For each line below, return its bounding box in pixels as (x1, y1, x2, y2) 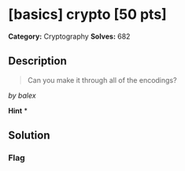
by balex (8, 91, 37, 100)
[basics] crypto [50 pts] (8, 6, 167, 24)
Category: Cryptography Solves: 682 (8, 32, 131, 41)
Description (8, 54, 67, 68)
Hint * (8, 106, 28, 115)
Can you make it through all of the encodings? (27, 75, 177, 84)
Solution (8, 128, 50, 143)
